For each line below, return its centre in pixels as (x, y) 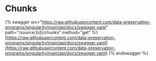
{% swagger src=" (24, 22)
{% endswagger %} (128, 53)
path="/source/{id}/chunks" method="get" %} (52, 32)
